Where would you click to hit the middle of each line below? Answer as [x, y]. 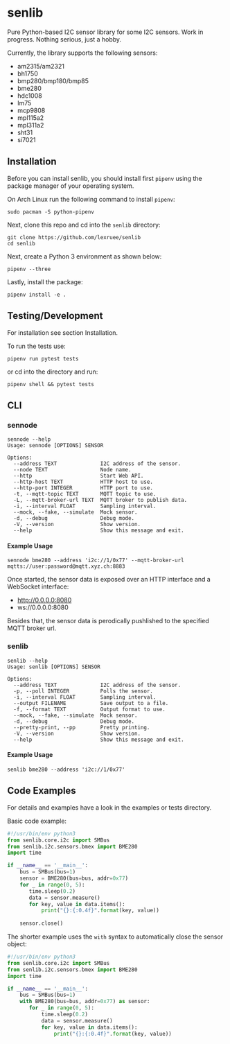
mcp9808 [31, 110]
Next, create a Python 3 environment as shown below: [85, 256]
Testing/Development [55, 316]
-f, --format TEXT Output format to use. [90, 709]
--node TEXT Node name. [72, 470]
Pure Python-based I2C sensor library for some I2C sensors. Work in [105, 32]
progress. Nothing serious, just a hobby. [64, 39]
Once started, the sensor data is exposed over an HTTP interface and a [109, 580]
